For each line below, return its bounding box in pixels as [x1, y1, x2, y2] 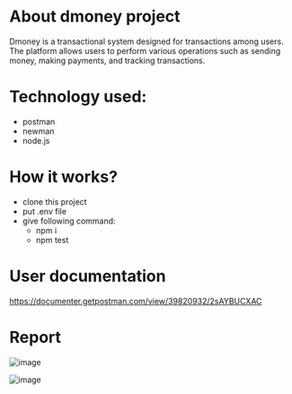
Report [9, 327, 61, 347]
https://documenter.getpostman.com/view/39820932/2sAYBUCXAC [9, 295, 262, 306]
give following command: [22, 215, 116, 226]
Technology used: [9, 87, 147, 107]
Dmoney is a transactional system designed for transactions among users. [9, 36, 285, 47]
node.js [22, 135, 51, 145]
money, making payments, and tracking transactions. [9, 55, 206, 66]
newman [22, 126, 55, 136]
